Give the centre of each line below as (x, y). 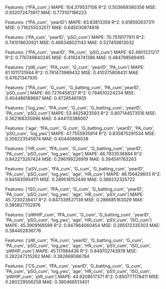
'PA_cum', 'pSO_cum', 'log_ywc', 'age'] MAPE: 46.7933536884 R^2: (74, 154)
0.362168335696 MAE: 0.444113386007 (47, 118)
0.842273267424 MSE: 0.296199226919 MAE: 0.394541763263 (71, 159)
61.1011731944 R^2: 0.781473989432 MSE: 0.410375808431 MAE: (72, 72)
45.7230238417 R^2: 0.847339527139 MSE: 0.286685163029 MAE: (75, 200)
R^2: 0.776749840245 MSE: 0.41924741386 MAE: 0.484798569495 (75, 57)
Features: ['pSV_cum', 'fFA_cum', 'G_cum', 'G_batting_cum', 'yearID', (75, 169)
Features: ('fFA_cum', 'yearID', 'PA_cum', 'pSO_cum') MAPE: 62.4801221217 (82, 52)
